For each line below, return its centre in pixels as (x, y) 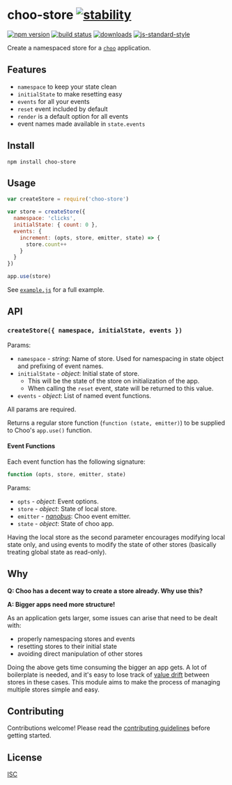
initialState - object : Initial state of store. (78, 373)
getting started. (29, 735)
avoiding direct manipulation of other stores (80, 654)
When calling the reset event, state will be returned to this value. (121, 388)
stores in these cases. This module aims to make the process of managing (114, 682)
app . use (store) (29, 277)
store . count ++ (46, 244)
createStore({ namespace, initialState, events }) (95, 331)
